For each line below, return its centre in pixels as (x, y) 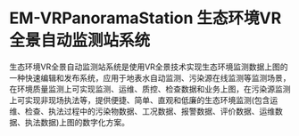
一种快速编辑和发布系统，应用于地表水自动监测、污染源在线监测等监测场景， (150, 77)
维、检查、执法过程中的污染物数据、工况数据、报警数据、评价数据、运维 (142, 111)
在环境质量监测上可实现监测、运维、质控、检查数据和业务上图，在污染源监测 (150, 89)
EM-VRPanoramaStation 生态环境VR (145, 18)
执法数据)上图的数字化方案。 (77, 122)
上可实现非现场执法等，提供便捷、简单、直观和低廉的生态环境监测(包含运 (144, 100)
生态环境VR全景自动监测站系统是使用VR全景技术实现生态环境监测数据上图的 (149, 67)
